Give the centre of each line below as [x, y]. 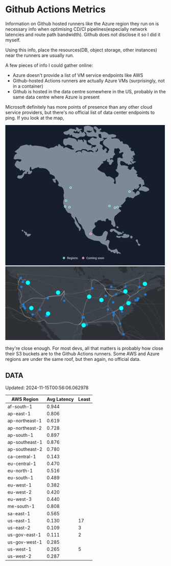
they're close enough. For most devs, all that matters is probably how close [84, 348]
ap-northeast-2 [25, 428]
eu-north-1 [20, 471]
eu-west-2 [20, 492]
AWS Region [25, 399]
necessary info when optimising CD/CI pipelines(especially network [76, 29]
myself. [13, 40]
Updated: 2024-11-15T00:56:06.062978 [47, 388]
